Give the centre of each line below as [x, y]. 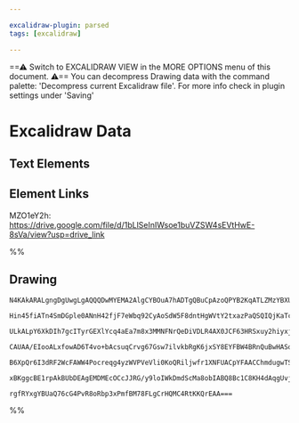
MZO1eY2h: [30, 216]
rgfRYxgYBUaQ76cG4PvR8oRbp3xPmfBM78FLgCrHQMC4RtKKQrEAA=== [121, 394]
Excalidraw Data [70, 131]
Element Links [49, 194]
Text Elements [50, 164]
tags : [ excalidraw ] [45, 33]
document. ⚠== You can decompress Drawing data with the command [139, 76]
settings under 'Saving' [52, 95]
